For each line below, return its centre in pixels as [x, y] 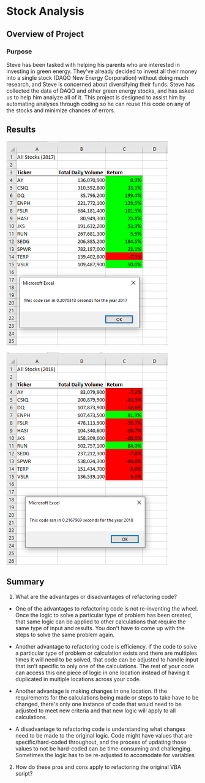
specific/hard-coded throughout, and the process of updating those [101, 742]
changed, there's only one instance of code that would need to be [98, 704]
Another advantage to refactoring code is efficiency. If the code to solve [106, 646]
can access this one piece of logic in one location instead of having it [102, 673]
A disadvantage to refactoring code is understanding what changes [100, 729]
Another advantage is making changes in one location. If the [91, 691]
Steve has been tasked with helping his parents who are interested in [93, 64]
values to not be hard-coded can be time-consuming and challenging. [103, 748]
